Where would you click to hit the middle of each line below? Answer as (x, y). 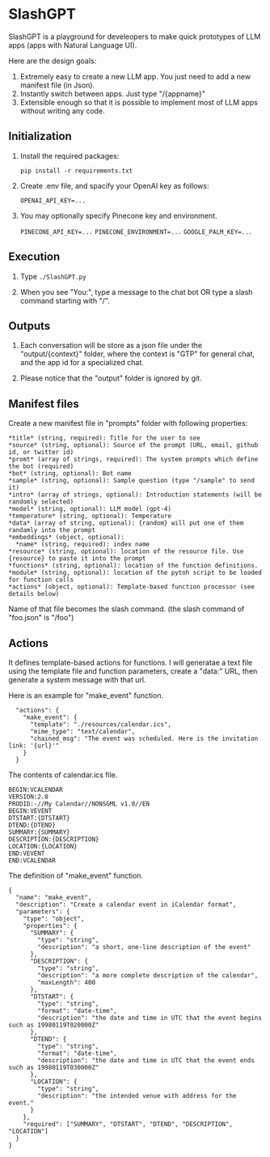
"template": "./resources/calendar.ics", (101, 725)
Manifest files (44, 404)
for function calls (41, 580)
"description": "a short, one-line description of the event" (144, 947)
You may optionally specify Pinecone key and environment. (118, 215)
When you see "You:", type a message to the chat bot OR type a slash (136, 291)
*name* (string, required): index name (83, 544)
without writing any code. (62, 111)
